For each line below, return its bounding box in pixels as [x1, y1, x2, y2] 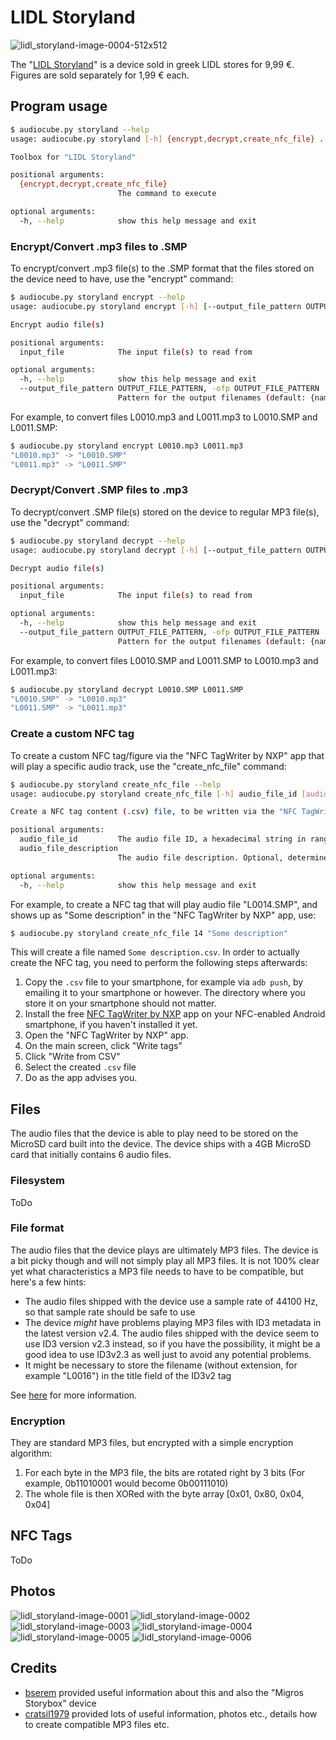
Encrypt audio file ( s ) [10, 319, 105, 330]
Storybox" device [24, 1697, 97, 1709]
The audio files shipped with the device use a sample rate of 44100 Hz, [24, 1295, 319, 1307]
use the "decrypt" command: [10, 516, 130, 528]
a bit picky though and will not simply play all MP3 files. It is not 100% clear [10, 1254, 320, 1266]
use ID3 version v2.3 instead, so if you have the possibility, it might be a [24, 1337, 321, 1350]
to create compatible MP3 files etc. [24, 1718, 170, 1730]
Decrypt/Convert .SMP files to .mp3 [10, 483, 188, 497]
